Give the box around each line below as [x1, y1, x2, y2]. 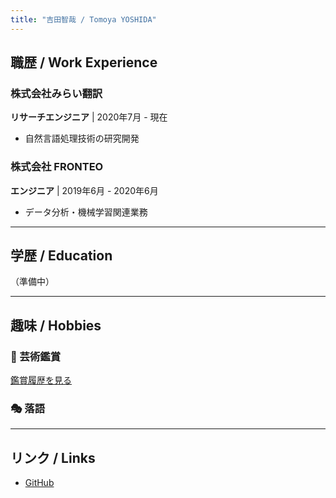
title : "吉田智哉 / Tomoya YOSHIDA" [10, 14, 157, 25]
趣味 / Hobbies [10, 317, 102, 334]
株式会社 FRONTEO [10, 160, 104, 174]
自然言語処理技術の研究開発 [24, 132, 140, 145]
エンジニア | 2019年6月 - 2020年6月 [10, 184, 159, 196]
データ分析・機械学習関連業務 [24, 206, 148, 218]
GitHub [24, 477, 55, 489]
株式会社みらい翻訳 [10, 86, 103, 100]
